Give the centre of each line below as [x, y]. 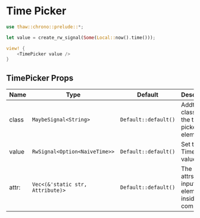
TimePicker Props [40, 78]
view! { [16, 48]
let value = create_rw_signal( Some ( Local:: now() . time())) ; [81, 38]
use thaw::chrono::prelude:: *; [45, 27]
